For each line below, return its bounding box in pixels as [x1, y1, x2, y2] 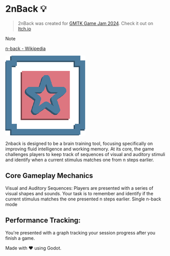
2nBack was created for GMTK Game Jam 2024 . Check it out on [17, 20, 154, 26]
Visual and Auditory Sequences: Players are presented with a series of [5, 185, 154, 191]
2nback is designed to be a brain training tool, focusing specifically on [5, 140, 153, 146]
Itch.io [17, 25, 32, 32]
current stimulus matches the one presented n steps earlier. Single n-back [5, 196, 162, 202]
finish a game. [5, 235, 35, 241]
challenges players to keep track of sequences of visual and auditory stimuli [5, 151, 165, 157]
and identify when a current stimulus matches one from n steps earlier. [5, 157, 154, 163]
